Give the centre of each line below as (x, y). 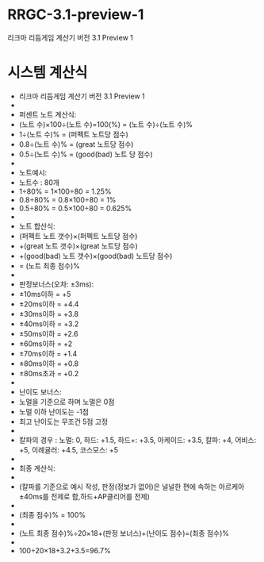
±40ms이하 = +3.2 (49, 324)
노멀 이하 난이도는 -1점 (54, 411)
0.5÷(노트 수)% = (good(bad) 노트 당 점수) (86, 154)
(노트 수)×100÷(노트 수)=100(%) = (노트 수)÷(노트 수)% (106, 124)
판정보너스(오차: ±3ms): (56, 284)
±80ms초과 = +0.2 (49, 373)
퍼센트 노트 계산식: (48, 114)
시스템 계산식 (48, 73)
